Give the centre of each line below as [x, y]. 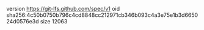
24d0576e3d [23, 21]
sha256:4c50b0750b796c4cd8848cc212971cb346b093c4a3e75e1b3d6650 [102, 15]
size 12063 [54, 21]
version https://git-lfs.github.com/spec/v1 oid [63, 9]
